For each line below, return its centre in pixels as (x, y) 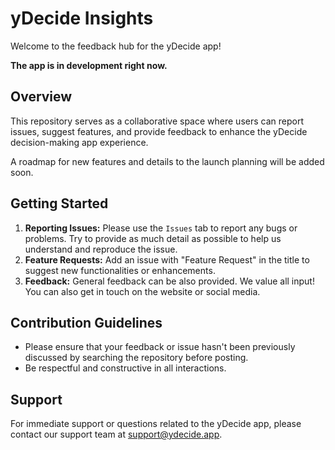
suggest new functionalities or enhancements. (120, 270)
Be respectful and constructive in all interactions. (125, 368)
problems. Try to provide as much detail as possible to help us (153, 238)
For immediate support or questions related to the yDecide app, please (156, 424)
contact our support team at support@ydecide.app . (116, 434)
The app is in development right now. (89, 65)
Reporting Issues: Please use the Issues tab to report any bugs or (161, 228)
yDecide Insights (82, 18)
